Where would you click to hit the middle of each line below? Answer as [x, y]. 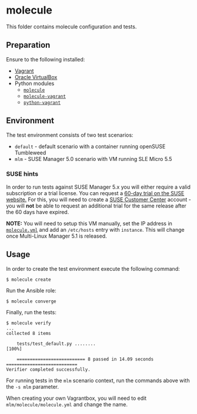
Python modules [34, 83]
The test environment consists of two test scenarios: [70, 135]
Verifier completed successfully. [49, 369]
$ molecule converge [31, 301]
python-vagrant [42, 103]
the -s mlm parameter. [33, 386]
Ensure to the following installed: [46, 59]
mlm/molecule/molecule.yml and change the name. [67, 404]
